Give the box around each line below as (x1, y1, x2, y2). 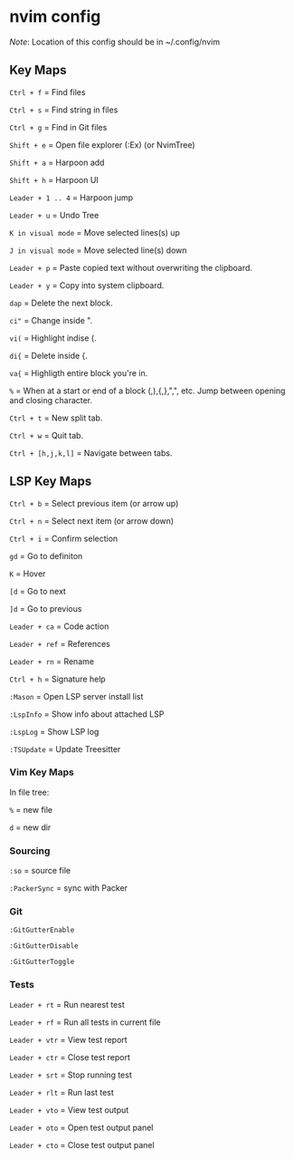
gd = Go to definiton (9, 550, 83, 561)
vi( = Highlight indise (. (9, 333, 97, 343)
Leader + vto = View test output (9, 1104, 129, 1116)
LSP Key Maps (9, 474, 92, 489)
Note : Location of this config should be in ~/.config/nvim (9, 36, 220, 47)
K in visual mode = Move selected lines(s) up (9, 227, 181, 237)
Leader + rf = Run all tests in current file (9, 1017, 161, 1028)
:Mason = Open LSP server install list (9, 691, 144, 701)
